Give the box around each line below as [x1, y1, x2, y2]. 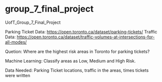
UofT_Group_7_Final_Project [5, 19, 61, 25]
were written [5, 72, 31, 78]
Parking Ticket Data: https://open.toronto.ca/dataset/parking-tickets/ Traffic [5, 29, 157, 34]
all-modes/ [5, 39, 27, 45]
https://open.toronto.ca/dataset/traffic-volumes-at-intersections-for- [17, 34, 155, 40]
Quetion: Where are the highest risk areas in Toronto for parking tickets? [5, 49, 150, 54]
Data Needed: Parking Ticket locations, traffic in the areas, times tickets [5, 67, 149, 73]
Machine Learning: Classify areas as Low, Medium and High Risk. [5, 58, 136, 64]
